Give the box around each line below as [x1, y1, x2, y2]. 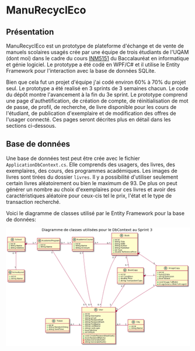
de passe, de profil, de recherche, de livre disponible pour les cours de [6, 104, 177, 110]
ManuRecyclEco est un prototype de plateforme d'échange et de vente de [6, 42, 184, 49]
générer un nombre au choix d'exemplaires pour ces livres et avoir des [6, 186, 176, 193]
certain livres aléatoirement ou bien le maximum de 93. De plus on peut [6, 179, 177, 186]
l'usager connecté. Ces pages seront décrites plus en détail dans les [6, 116, 171, 123]
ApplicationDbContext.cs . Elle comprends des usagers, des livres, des [6, 161, 175, 168]
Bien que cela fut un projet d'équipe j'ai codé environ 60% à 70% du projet [6, 79, 186, 86]
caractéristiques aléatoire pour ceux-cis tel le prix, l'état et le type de [6, 192, 172, 199]
